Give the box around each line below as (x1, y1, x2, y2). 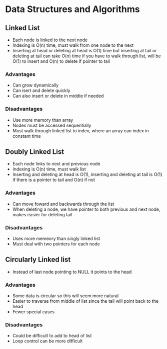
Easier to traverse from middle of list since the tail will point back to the (12, 298, 159, 304)
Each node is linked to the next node (12, 37, 88, 43)
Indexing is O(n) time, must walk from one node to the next (12, 42, 134, 48)
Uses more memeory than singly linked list (12, 235, 100, 241)
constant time (12, 133, 41, 139)
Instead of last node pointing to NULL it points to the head (12, 269, 132, 275)
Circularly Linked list (5, 255, 71, 264)
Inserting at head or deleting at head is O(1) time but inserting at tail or (12, 48, 157, 53)
